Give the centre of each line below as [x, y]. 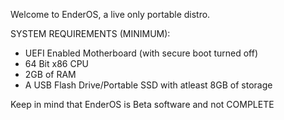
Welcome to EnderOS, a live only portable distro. [110, 14]
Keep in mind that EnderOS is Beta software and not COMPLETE [142, 104]
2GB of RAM [50, 74]
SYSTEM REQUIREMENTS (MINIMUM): [90, 33]
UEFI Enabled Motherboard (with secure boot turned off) [141, 53]
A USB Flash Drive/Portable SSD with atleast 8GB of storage [148, 85]
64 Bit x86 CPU [57, 63]
